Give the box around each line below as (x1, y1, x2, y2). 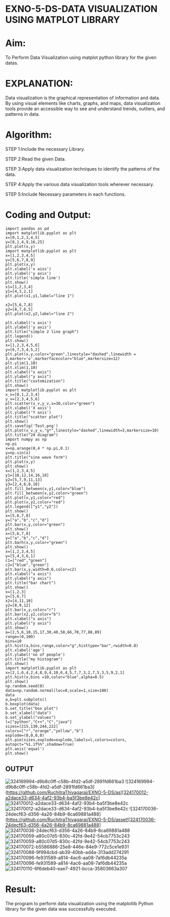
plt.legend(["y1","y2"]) (5, 504, 58, 509)
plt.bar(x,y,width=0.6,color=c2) (5, 567, 77, 572)
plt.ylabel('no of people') (5, 652, 66, 657)
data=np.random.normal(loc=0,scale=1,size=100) (5, 688, 109, 693)
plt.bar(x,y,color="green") (5, 522, 66, 527)
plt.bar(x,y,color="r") (5, 607, 56, 613)
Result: (5, 883, 36, 895)
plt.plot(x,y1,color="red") (5, 495, 66, 500)
